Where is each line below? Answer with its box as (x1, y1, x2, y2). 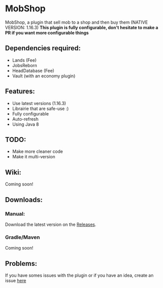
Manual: (5, 210, 26, 217)
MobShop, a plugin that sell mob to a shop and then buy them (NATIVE (5, 19, 148, 25)
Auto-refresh (12, 116, 39, 122)
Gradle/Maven (5, 234, 40, 241)
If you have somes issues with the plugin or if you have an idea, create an (5, 272, 154, 278)
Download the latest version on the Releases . (5, 221, 97, 227)
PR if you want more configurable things (5, 30, 89, 36)
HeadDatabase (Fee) (12, 68, 54, 73)
